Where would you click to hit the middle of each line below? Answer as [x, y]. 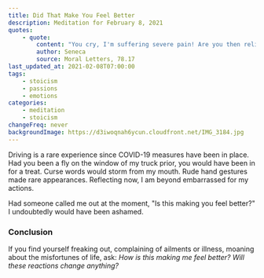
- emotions [40, 96]
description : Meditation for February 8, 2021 [86, 23]
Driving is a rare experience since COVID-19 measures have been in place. [129, 155]
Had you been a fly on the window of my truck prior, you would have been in [132, 163]
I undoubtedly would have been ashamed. [76, 211]
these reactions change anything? [64, 265]
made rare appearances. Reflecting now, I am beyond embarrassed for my [128, 179]
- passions [40, 88]
